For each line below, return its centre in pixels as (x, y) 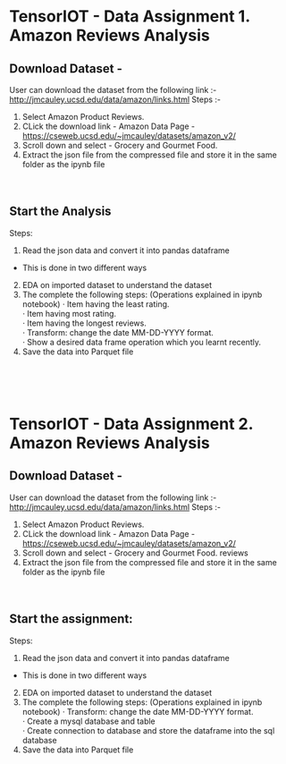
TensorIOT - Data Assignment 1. (130, 17)
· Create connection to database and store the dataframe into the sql (148, 730)
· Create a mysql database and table (89, 721)
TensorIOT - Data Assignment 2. (131, 424)
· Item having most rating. (69, 313)
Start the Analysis (60, 212)
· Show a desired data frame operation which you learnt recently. (142, 342)
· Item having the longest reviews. (84, 323)
